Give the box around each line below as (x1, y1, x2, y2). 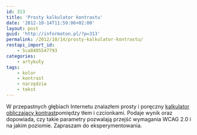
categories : (6, 53, 36, 59)
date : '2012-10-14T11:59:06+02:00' (6, 20, 95, 26)
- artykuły (17, 59, 44, 65)
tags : (6, 64, 20, 70)
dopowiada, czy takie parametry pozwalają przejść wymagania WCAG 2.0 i (6, 115, 192, 122)
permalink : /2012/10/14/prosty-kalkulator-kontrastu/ (6, 36, 144, 42)
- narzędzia (17, 81, 47, 87)
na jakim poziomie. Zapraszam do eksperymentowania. (6, 122, 143, 129)
